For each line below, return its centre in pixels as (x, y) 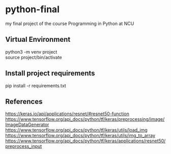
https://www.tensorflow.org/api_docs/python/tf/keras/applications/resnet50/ (85, 141)
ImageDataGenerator (27, 125)
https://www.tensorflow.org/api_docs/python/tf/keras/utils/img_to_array (80, 136)
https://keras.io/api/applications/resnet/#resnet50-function (67, 114)
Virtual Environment (38, 40)
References (24, 101)
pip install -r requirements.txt (36, 86)
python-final (33, 9)
